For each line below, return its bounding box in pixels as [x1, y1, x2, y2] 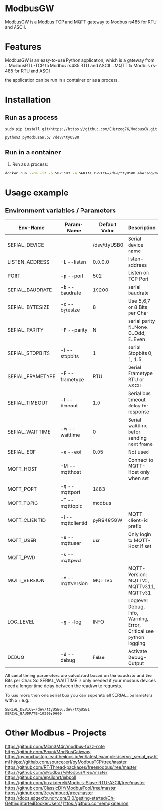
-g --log [60, 618, 81, 625]
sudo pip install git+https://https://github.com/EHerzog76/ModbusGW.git [5, 126, 158, 132]
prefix [128, 522, 142, 529]
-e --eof [60, 448, 82, 455]
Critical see [128, 627, 154, 634]
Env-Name [18, 224, 45, 231]
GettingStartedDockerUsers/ [5, 800, 62, 806]
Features [5, 41, 42, 53]
